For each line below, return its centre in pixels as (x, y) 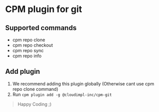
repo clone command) (35, 89)
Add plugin (23, 72)
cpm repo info (27, 56)
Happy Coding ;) (34, 104)
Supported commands (41, 28)
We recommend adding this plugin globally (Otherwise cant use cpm (83, 83)
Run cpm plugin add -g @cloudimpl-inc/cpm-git (62, 94)
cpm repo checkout (33, 45)
